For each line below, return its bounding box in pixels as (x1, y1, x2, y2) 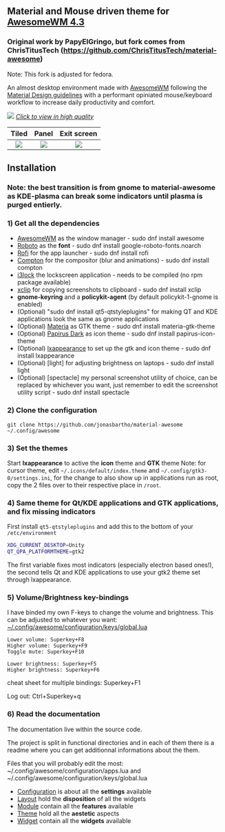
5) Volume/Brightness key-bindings (7, 592, 129, 602)
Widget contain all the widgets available (17, 816, 131, 824)
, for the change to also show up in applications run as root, (50, 473, 219, 482)
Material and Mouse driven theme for (7, 6, 170, 17)
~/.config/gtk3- (160, 467, 208, 474)
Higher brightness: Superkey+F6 (7, 666, 100, 674)
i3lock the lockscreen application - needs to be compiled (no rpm (17, 271, 203, 279)
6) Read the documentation (7, 709, 100, 719)
